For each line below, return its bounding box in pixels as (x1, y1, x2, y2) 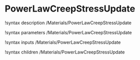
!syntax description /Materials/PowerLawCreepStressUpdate (5, 20, 132, 26)
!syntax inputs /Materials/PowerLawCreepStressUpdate (5, 39, 121, 45)
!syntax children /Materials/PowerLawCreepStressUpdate (5, 49, 125, 55)
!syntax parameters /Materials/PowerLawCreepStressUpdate (5, 29, 132, 35)
